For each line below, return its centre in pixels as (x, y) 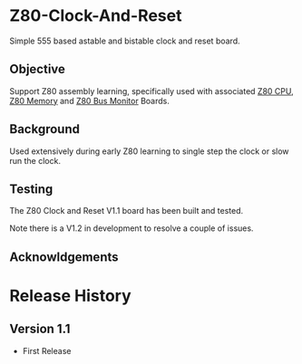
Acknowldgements (64, 257)
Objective (38, 69)
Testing (31, 189)
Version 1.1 (40, 329)
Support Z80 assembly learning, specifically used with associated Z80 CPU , (152, 91)
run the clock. (35, 160)
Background (44, 129)
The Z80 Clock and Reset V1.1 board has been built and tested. (127, 211)
